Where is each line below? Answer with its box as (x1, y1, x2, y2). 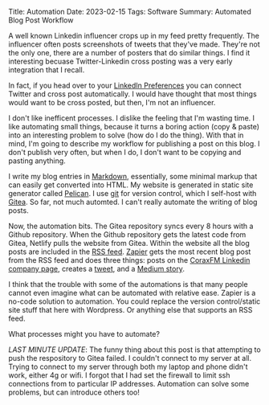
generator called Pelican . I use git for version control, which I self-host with (8, 189, 257, 198)
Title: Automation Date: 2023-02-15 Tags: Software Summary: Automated (8, 7, 251, 16)
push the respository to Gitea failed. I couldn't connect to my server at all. (8, 354, 251, 362)
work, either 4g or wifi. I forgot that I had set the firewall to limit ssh (8, 370, 230, 380)
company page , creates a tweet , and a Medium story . (8, 264, 185, 273)
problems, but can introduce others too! (8, 387, 141, 397)
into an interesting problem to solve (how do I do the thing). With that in (8, 130, 244, 140)
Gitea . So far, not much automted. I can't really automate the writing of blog (8, 197, 258, 207)
